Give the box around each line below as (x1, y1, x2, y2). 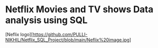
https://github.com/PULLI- (33, 31, 88, 37)
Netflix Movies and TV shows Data (5, 4, 154, 15)
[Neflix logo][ (5, 31, 33, 37)
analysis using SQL (5, 14, 88, 26)
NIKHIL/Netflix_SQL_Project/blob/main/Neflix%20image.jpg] (5, 37, 131, 43)
